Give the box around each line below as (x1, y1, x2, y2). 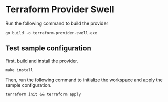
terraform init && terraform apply (5, 92, 81, 97)
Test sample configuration (5, 44, 91, 53)
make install (5, 67, 33, 72)
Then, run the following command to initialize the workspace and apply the (5, 76, 163, 83)
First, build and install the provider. (5, 58, 78, 64)
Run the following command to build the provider (5, 20, 109, 27)
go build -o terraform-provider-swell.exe (5, 30, 97, 35)
